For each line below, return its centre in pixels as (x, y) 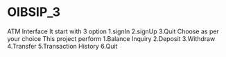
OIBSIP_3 (34, 12)
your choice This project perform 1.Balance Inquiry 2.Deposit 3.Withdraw (111, 38)
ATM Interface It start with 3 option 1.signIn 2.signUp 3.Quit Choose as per (113, 31)
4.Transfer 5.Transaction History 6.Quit (62, 46)
